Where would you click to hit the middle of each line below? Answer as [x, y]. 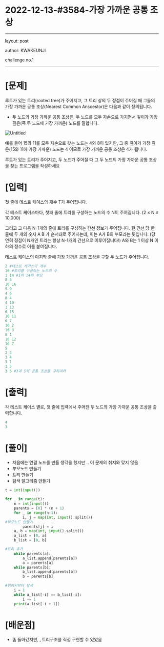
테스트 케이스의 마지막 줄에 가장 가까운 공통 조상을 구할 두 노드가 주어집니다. [77, 257]
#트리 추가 [14, 549]
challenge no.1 [20, 60]
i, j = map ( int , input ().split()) [58, 517]
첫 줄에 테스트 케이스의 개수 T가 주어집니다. [46, 202]
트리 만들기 [23, 475]
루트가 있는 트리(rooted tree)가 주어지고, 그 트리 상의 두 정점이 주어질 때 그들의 [80, 100]
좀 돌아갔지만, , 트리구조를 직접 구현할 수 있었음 [57, 640]
